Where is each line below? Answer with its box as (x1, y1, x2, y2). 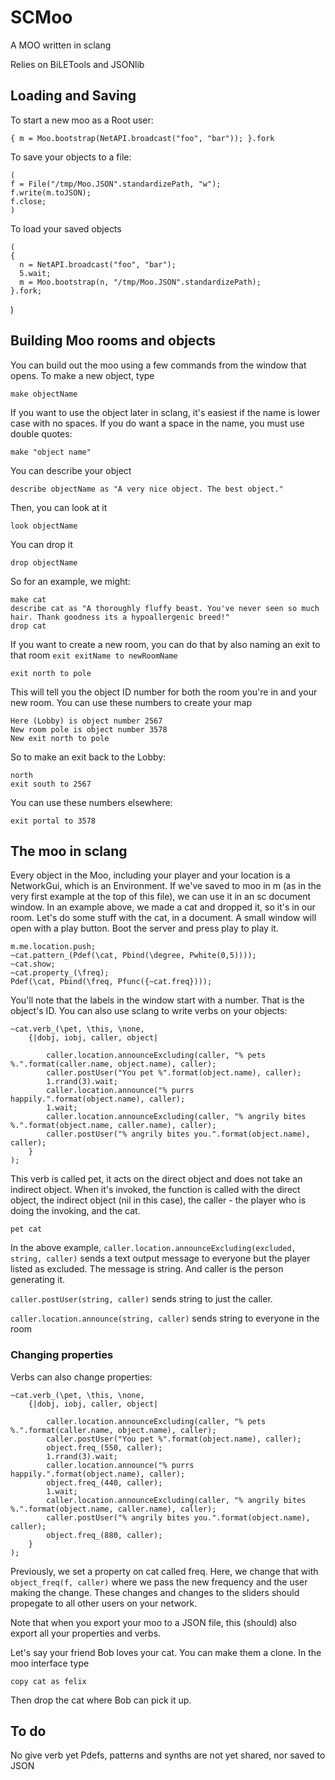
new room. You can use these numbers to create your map (10, 696, 252, 708)
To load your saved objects (10, 222, 122, 235)
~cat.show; (10, 959, 56, 970)
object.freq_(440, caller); (46, 1477, 163, 1488)
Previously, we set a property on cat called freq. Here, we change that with (10, 1565, 319, 1577)
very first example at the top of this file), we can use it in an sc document (10, 891, 311, 903)
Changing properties (10, 1348, 114, 1362)
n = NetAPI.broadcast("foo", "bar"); (19, 259, 177, 270)
